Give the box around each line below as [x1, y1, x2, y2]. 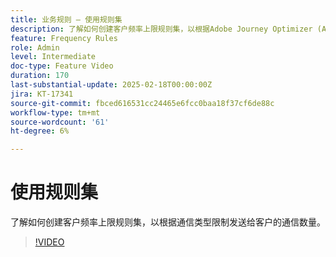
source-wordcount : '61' [10, 117, 110, 127]
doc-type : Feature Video [10, 61, 114, 71]
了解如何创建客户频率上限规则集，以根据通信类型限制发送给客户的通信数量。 [10, 216, 326, 228]
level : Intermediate [10, 52, 97, 62]
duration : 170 [10, 71, 70, 81]
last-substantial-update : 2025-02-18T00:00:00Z [10, 80, 213, 90]
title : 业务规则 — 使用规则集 [10, 14, 123, 25]
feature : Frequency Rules [10, 33, 118, 43]
